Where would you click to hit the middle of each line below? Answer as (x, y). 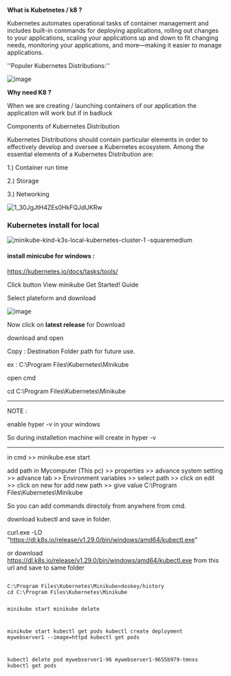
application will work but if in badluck (60, 113)
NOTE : (17, 411)
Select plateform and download (52, 297)
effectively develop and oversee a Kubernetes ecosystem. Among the (106, 147)
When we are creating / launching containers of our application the (102, 105)
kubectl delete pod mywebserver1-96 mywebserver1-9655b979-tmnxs (102, 660)
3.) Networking (28, 194)
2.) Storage (23, 181)
